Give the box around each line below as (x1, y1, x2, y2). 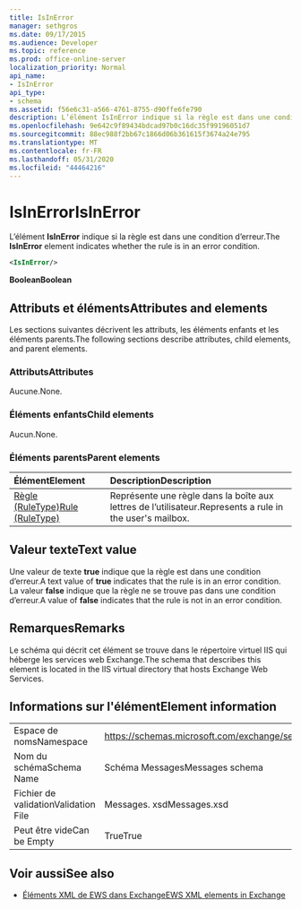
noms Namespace (13, 736, 88, 749)
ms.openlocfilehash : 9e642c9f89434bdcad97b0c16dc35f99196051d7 (9, 122, 251, 131)
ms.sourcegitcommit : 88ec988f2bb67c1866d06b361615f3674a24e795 (9, 130, 251, 139)
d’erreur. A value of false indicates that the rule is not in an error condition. (9, 594, 282, 605)
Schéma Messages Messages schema (104, 761, 264, 774)
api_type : (9, 88, 47, 97)
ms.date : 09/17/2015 (9, 30, 87, 39)
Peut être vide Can (13, 824, 90, 836)
